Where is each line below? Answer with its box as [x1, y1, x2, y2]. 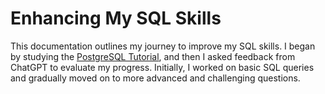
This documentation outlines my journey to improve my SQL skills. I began [10, 40, 316, 52]
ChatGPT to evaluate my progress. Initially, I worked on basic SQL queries [10, 61, 315, 73]
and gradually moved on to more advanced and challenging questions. [10, 72, 301, 84]
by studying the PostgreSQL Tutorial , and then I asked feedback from [10, 50, 296, 62]
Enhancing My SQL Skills [10, 7, 222, 30]
